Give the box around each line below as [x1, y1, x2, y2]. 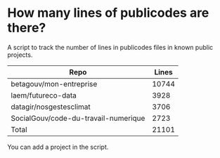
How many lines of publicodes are [7, 5, 209, 21]
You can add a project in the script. [7, 143, 109, 151]
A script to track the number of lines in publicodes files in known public [7, 43, 214, 51]
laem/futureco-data [11, 90, 77, 100]
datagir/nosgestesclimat [11, 102, 91, 112]
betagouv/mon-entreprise [11, 79, 98, 88]
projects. [7, 51, 33, 59]
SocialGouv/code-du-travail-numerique [11, 113, 145, 123]
